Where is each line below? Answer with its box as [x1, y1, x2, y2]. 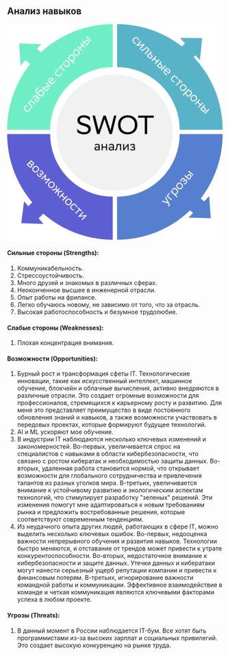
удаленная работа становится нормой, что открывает [41, 464, 200, 472]
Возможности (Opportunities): [7, 354, 98, 363]
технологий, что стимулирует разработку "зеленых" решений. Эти [16, 494, 213, 502]
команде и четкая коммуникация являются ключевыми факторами [16, 588, 214, 596]
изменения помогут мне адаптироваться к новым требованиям [16, 500, 205, 509]
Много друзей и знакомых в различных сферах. [16, 279, 157, 287]
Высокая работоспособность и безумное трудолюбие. [16, 308, 178, 316]
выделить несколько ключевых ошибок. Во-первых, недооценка [16, 530, 207, 538]
